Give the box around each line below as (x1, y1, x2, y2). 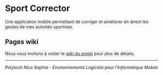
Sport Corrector (5, 3, 70, 14)
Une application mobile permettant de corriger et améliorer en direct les (5, 19, 149, 25)
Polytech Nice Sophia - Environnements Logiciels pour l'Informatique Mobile (5, 64, 158, 70)
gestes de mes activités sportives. (5, 24, 74, 29)
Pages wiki (5, 38, 39, 46)
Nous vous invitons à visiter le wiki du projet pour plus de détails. (5, 50, 135, 56)
